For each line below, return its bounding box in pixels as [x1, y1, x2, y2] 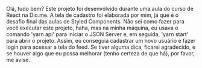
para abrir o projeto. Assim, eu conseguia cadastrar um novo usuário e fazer [6, 37, 196, 44]
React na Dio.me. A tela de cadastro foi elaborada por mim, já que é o [6, 11, 179, 19]
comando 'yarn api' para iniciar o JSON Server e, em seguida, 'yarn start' [6, 31, 189, 38]
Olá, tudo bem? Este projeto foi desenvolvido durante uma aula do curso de [6, 5, 194, 12]
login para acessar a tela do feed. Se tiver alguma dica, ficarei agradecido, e [6, 43, 196, 51]
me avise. [6, 57, 30, 63]
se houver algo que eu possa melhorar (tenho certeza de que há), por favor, [6, 50, 195, 57]
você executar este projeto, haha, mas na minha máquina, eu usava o [6, 24, 178, 31]
